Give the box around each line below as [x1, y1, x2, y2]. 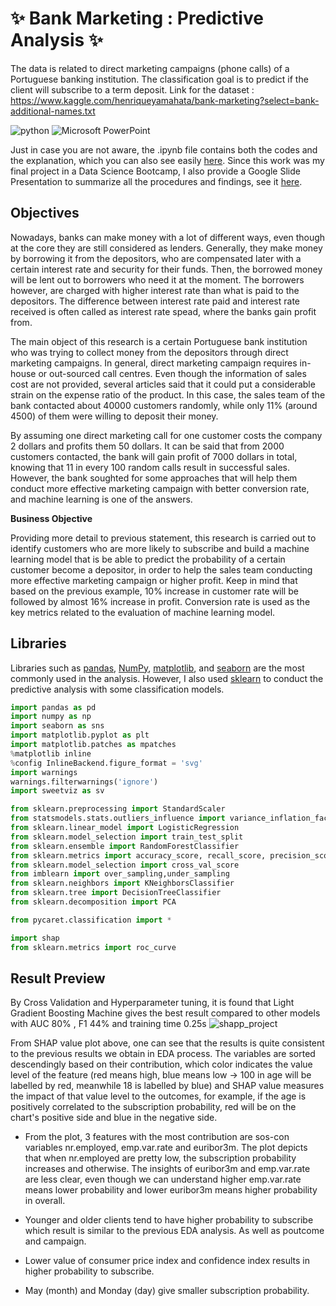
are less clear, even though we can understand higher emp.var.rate [24, 1173, 302, 1186]
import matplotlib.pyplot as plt [10, 730, 150, 741]
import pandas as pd [10, 702, 97, 712]
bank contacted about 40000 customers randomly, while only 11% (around [10, 399, 318, 411]
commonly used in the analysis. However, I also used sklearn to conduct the [10, 672, 324, 684]
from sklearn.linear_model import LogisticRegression [10, 823, 240, 833]
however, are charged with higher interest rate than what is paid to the [10, 284, 300, 296]
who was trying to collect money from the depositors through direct [10, 346, 289, 358]
